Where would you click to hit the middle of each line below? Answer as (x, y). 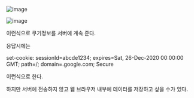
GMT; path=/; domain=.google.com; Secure (60, 64)
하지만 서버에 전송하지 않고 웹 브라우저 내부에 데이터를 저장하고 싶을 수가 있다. (97, 89)
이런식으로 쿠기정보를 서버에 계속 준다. (51, 33)
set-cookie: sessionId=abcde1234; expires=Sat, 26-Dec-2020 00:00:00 (95, 58)
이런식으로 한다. (25, 76)
